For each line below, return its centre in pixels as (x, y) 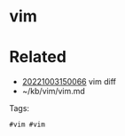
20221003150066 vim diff (69, 82)
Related (38, 57)
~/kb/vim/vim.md (54, 92)
